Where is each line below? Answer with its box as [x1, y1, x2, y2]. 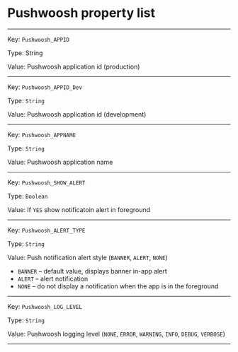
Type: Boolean [7, 192, 48, 200]
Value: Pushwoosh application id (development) [7, 110, 147, 118]
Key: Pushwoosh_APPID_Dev [7, 83, 83, 91]
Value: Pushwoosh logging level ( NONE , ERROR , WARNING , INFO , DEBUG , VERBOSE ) [7, 329, 225, 338]
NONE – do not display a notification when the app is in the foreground [17, 281, 219, 291]
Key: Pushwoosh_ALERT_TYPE [7, 225, 86, 234]
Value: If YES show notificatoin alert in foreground [7, 205, 151, 213]
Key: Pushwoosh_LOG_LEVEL [7, 302, 83, 310]
